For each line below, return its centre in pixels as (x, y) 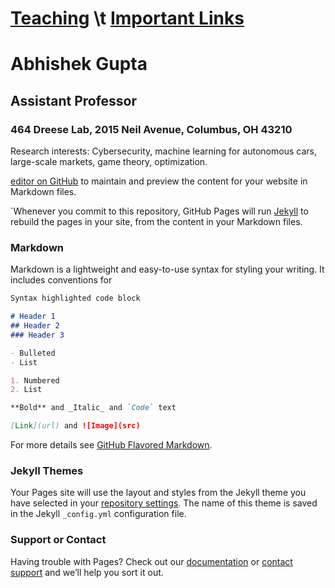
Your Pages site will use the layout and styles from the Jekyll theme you (158, 493)
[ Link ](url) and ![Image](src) (75, 426)
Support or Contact (58, 540)
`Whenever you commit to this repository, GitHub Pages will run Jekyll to (159, 211)
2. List (26, 390)
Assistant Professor (74, 100)
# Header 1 (33, 317)
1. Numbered (35, 380)
